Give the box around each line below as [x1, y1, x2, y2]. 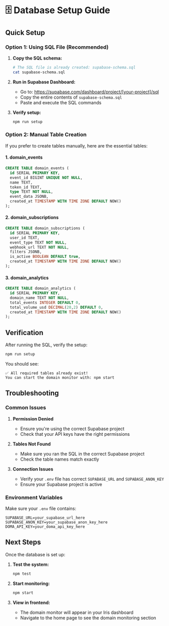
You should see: [5, 361, 39, 367]
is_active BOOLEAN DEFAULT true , [10, 254, 81, 259]
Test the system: [12, 561, 49, 568]
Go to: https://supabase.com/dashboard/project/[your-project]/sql [20, 88, 159, 95]
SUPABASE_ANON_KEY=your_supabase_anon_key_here [5, 520, 108, 525]
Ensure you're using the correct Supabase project [20, 426, 125, 432]
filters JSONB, [10, 249, 42, 255]
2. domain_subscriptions [5, 215, 59, 221]
